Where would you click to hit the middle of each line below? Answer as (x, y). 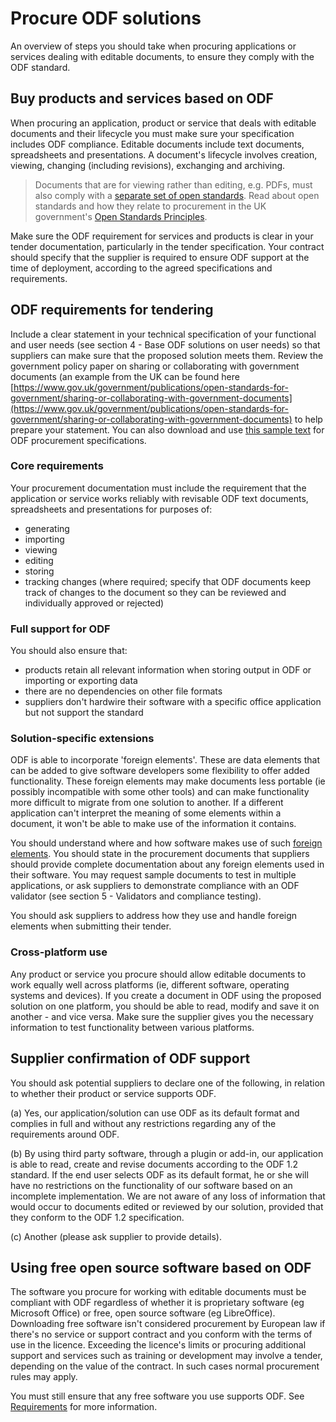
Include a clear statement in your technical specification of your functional (163, 334)
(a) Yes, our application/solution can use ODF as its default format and (155, 1113)
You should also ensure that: (69, 651)
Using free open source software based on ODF (161, 1267)
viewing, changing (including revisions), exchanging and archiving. (148, 165)
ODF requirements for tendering (112, 310)
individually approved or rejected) (94, 603)
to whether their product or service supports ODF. (113, 1093)
